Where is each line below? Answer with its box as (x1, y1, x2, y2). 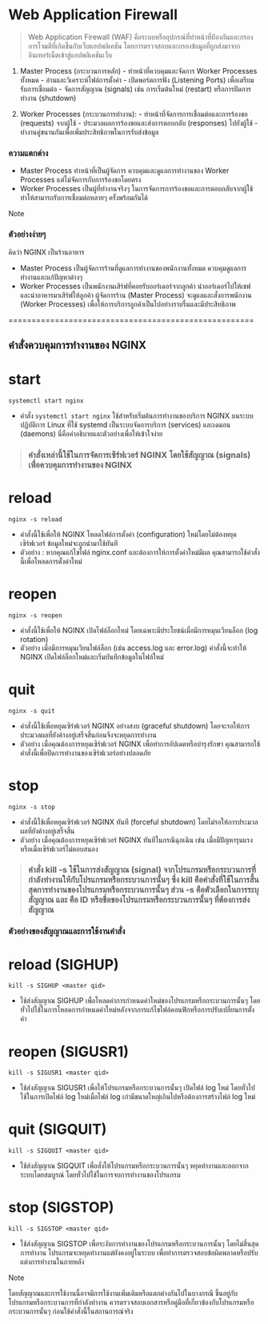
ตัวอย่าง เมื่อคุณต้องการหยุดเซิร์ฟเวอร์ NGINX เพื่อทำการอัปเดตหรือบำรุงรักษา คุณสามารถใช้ (19, 739, 261, 748)
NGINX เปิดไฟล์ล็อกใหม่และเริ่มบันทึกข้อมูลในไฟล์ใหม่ (19, 652, 164, 661)
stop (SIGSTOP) (8, 1198, 114, 1217)
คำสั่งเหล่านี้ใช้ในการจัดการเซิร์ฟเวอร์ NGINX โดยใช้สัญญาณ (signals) (27, 449, 251, 460)
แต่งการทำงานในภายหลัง (19, 1257, 85, 1266)
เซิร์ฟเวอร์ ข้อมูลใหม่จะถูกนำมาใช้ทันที (19, 538, 118, 548)
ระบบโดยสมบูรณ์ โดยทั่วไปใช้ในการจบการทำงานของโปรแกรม (19, 1170, 182, 1180)
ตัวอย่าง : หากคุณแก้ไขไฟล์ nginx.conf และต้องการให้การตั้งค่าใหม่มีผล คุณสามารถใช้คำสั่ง (19, 547, 260, 557)
